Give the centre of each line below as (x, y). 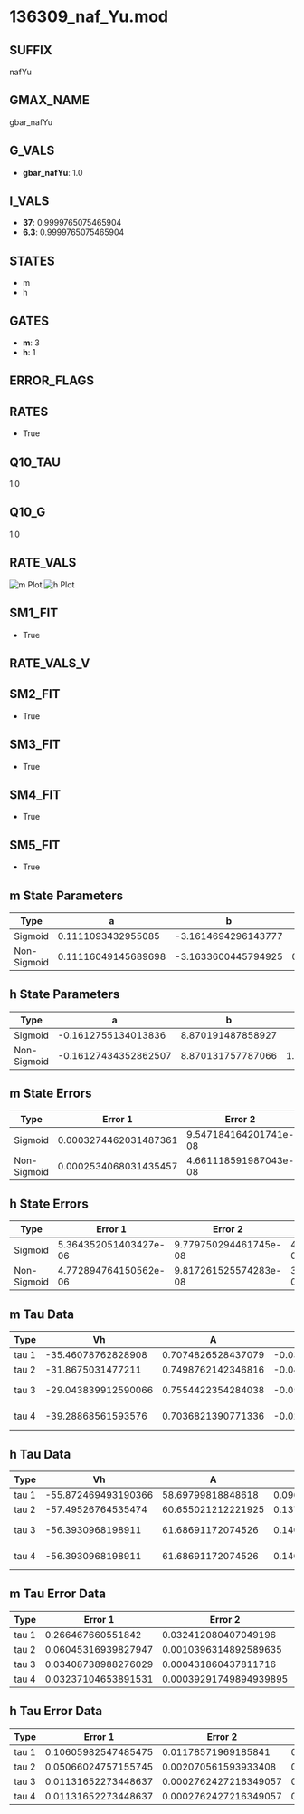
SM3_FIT (35, 745)
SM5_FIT (35, 845)
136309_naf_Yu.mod (89, 17)
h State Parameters (65, 994)
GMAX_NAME (50, 100)
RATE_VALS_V (50, 663)
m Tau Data (42, 1314)
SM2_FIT (35, 694)
